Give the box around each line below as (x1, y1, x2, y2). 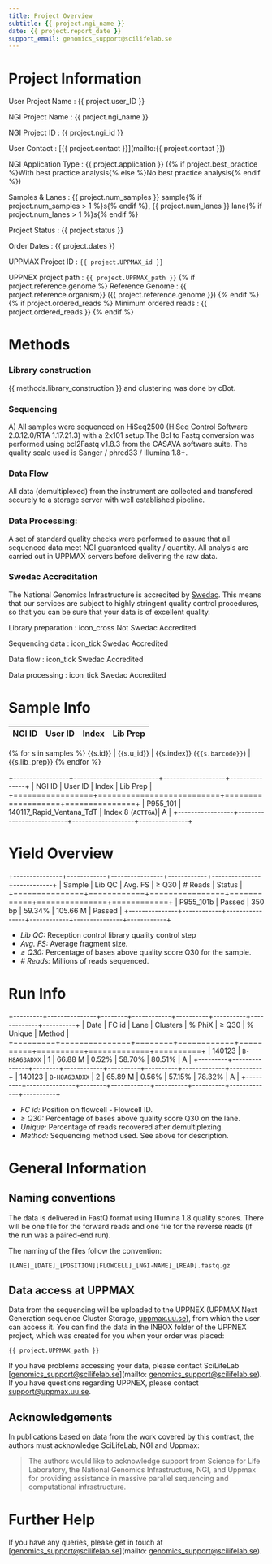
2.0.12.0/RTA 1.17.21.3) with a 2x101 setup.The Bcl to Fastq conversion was (8, 430, 255, 440)
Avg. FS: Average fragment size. (19, 938, 128, 948)
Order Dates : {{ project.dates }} (8, 241, 115, 251)
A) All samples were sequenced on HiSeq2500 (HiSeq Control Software (8, 422, 248, 431)
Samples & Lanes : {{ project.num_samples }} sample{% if (8, 193, 202, 202)
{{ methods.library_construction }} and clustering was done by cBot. (8, 383, 236, 392)
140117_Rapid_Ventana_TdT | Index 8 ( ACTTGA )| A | (8, 807, 172, 817)
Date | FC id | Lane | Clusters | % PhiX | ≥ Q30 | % (86, 1020, 254, 1029)
